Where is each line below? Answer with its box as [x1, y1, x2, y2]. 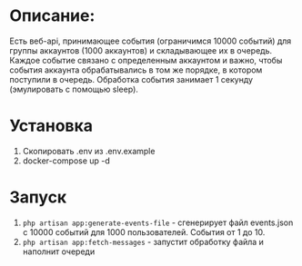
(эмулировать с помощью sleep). [9, 84, 139, 94]
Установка [9, 115, 94, 136]
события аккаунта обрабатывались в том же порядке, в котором [9, 64, 263, 75]
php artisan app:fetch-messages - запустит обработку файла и [22, 236, 264, 247]
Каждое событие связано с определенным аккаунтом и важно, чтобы [9, 54, 283, 65]
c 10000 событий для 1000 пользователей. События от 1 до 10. [22, 226, 266, 237]
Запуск [9, 187, 67, 208]
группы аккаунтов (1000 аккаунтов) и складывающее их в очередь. [9, 44, 273, 55]
